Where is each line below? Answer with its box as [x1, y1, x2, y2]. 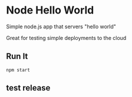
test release [6, 83, 51, 93]
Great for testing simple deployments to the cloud [6, 34, 127, 41]
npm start [6, 67, 31, 73]
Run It [6, 51, 28, 62]
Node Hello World [6, 4, 94, 17]
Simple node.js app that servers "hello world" [6, 23, 117, 30]
